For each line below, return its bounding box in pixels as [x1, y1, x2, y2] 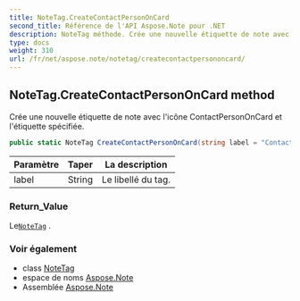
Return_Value [9, 200, 69, 213]
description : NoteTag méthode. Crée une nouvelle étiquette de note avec [9, 29, 290, 38]
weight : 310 [9, 46, 54, 55]
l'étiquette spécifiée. [9, 121, 85, 131]
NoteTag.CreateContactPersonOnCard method [9, 88, 275, 103]
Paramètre [13, 158, 60, 171]
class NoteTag [21, 263, 75, 273]
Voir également [9, 242, 78, 255]
